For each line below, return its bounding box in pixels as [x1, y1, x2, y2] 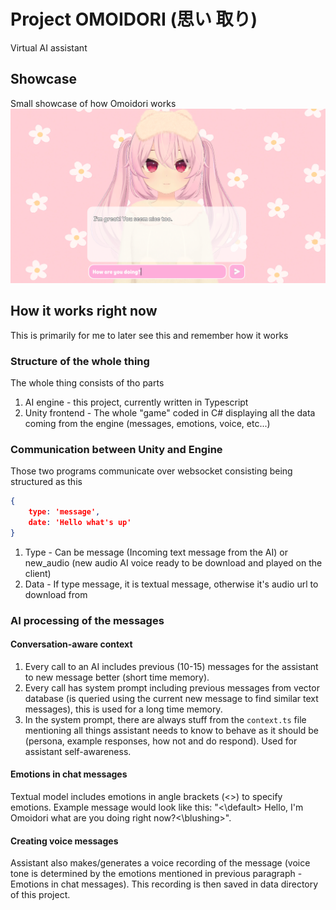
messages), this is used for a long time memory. [24, 703, 223, 715]
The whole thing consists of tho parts [10, 376, 165, 389]
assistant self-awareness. [24, 745, 132, 757]
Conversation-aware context [10, 638, 133, 650]
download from [24, 588, 88, 600]
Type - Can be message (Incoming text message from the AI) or [24, 546, 288, 558]
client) [24, 567, 52, 579]
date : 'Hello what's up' [28, 517, 132, 527]
